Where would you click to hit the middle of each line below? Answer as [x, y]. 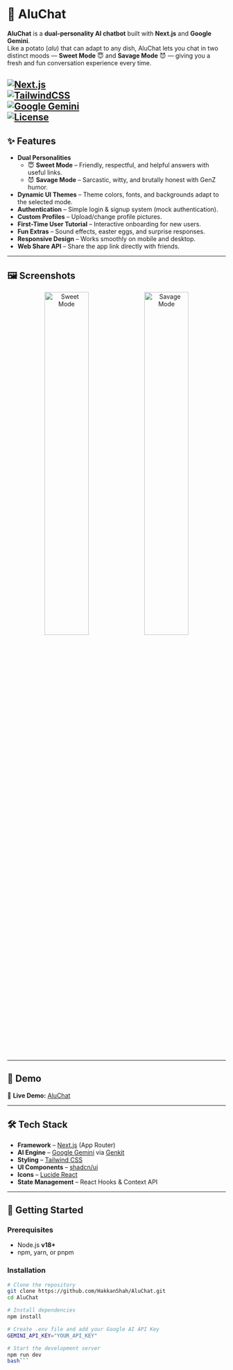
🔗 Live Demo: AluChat [39, 1095]
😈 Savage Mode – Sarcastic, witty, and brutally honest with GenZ [122, 180]
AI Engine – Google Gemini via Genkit [71, 1152]
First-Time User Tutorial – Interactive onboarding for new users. [109, 224]
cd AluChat [23, 1298]
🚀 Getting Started [45, 1210]
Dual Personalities [44, 158]
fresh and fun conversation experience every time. [79, 63]
